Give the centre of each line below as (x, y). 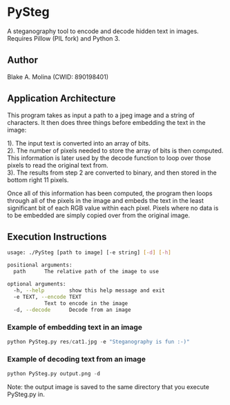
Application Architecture (61, 98)
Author (22, 60)
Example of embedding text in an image (75, 327)
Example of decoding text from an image (77, 359)
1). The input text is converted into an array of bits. (79, 143)
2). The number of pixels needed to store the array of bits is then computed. (115, 150)
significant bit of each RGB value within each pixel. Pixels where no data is (113, 208)
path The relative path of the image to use (86, 272)
